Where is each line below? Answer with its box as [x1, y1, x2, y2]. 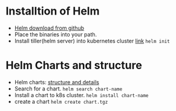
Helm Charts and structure [5, 59, 143, 72]
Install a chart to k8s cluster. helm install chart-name [14, 91, 149, 98]
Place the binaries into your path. [14, 30, 97, 38]
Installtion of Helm [5, 4, 100, 18]
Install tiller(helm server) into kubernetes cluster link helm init [14, 37, 170, 44]
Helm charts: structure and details [14, 78, 99, 86]
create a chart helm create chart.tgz [14, 98, 108, 105]
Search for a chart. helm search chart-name [14, 85, 123, 92]
